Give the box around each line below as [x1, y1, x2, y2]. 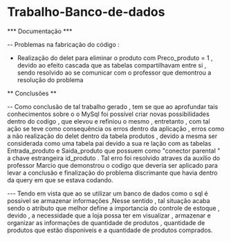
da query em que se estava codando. [7, 175, 114, 184]
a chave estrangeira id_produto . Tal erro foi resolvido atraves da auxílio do [7, 153, 220, 162]
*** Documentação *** [7, 27, 73, 35]
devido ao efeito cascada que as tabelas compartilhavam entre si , [17, 61, 207, 69]
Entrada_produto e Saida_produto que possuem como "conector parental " [7, 146, 221, 155]
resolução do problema [17, 75, 84, 84]
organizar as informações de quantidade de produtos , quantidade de [7, 218, 205, 226]
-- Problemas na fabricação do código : [7, 40, 120, 48]
